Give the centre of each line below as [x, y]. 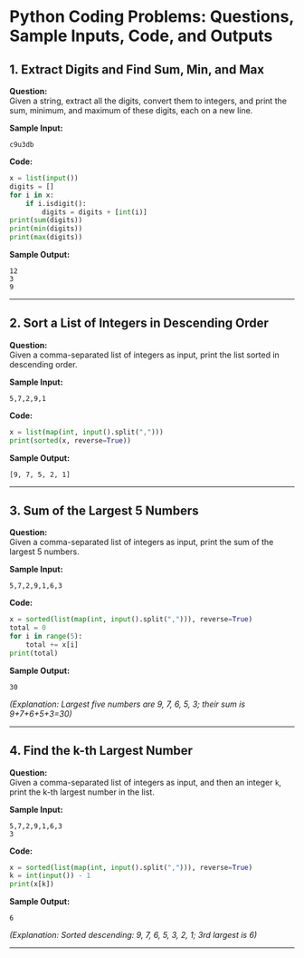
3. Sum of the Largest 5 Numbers [104, 510]
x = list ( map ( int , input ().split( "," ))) [87, 432]
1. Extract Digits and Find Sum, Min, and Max [137, 69]
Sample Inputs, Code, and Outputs [141, 36]
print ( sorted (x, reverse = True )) [70, 440]
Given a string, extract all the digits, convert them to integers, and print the [148, 101]
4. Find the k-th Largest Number [101, 751]
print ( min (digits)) [46, 229]
